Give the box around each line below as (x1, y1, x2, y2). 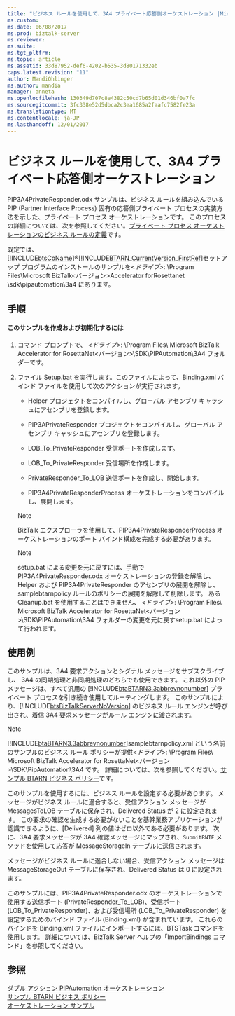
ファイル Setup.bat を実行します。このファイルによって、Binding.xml (17, 373, 217, 382)
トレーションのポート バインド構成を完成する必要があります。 (36, 535, 215, 543)
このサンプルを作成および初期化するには (7, 324, 124, 332)
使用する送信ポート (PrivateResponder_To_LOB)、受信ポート (7, 898, 182, 906)
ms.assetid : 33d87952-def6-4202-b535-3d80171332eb (7, 62, 158, 69)
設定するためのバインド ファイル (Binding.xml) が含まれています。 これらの (7, 915, 224, 924)
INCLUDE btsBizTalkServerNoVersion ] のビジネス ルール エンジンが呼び (23, 701, 228, 710)
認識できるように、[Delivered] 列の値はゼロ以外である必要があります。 (7, 824, 212, 832)
